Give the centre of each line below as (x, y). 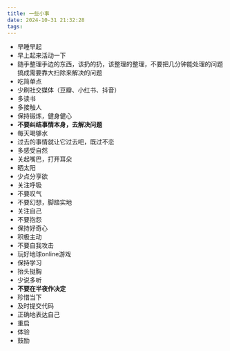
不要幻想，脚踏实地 (45, 202)
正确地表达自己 (38, 314)
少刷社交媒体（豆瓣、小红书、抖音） (69, 90)
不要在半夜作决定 (41, 289)
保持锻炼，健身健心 (45, 116)
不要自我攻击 (35, 245)
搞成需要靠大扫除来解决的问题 (59, 73)
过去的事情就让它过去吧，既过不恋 (66, 142)
